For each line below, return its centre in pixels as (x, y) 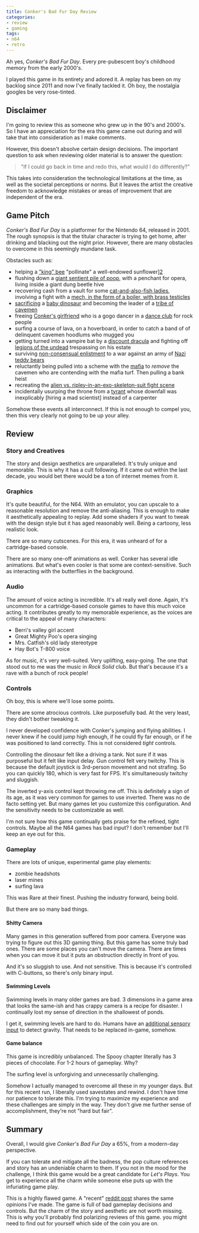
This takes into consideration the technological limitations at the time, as (94, 178)
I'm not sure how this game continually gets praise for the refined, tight (93, 821)
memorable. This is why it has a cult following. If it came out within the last (97, 470)
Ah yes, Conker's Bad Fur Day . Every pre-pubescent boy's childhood (90, 61)
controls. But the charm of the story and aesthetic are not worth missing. (95, 1210)
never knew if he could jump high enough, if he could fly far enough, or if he (99, 737)
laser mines (29, 880)
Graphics (20, 492)
